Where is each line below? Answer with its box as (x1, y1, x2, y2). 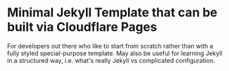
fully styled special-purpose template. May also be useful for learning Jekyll (7, 49, 223, 57)
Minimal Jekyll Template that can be (7, 5, 218, 20)
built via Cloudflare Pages (7, 19, 157, 35)
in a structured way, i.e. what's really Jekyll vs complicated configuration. (7, 56, 215, 64)
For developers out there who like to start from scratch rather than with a (7, 42, 213, 50)
